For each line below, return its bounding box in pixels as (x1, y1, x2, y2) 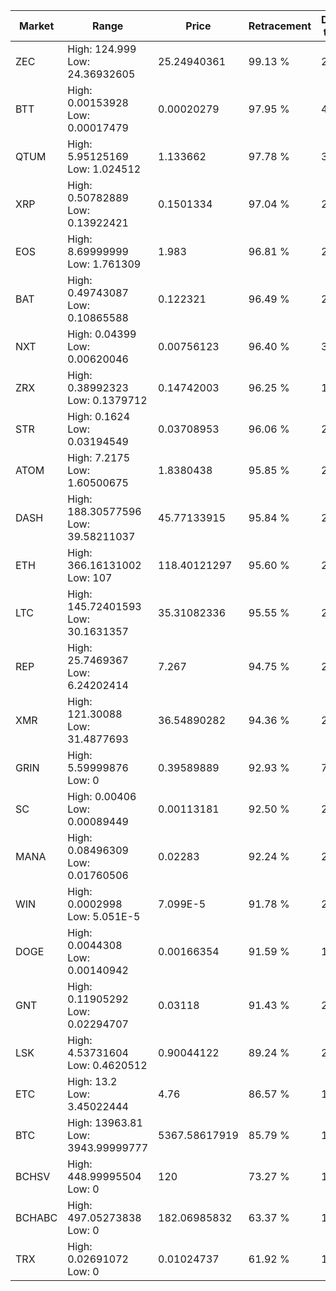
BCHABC (15, 1211, 58, 1224)
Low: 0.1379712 (67, 394, 148, 407)
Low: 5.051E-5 (67, 910, 141, 923)
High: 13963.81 (67, 1116, 143, 1129)
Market (18, 19, 55, 33)
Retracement (248, 19, 312, 33)
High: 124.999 (67, 42, 137, 56)
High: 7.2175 (67, 451, 131, 464)
